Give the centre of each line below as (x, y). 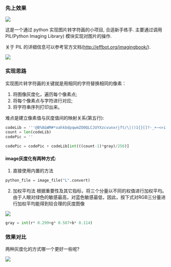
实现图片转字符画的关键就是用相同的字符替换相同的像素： (66, 83)
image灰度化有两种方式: (31, 158)
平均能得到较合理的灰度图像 (56, 204)
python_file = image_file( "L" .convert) (48, 181)
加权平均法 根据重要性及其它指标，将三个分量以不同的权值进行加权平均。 (90, 191)
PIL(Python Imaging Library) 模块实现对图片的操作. (59, 36)
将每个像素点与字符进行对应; (43, 100)
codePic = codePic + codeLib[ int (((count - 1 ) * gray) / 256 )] (67, 146)
